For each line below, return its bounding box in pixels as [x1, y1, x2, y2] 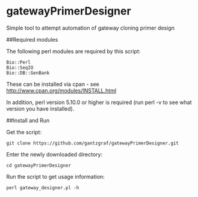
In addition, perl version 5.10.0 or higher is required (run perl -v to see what [6, 98, 192, 106]
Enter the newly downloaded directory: [6, 150, 103, 158]
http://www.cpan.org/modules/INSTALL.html [6, 86, 117, 94]
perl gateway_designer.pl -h [6, 184, 79, 191]
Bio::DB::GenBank [6, 69, 50, 76]
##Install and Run [6, 117, 50, 124]
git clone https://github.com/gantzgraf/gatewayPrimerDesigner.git [6, 140, 179, 146]
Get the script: [6, 128, 42, 135]
